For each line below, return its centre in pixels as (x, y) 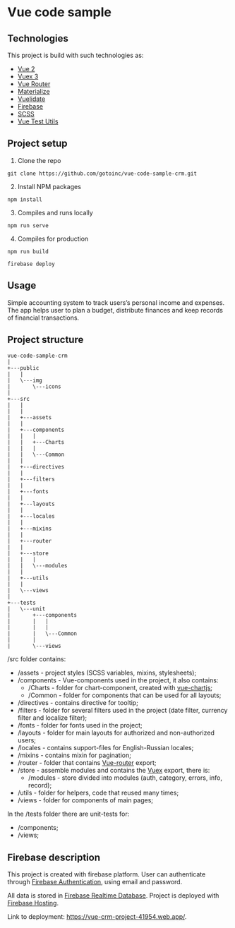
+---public (23, 368)
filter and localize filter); (52, 718)
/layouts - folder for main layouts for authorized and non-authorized (116, 733)
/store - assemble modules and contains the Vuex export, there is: (114, 771)
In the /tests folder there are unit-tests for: (68, 814)
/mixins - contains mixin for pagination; (74, 755)
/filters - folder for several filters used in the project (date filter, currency (122, 711)
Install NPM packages (49, 186)
